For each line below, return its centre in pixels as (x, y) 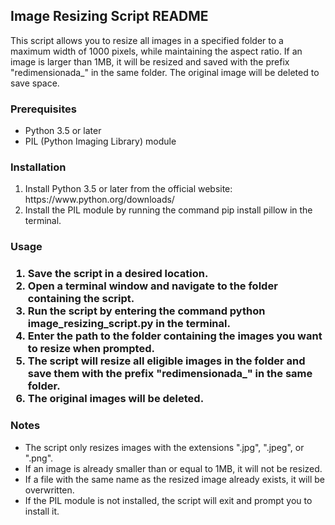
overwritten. (49, 490)
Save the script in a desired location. (118, 274)
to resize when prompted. (91, 349)
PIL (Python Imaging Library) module (100, 141)
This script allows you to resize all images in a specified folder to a (147, 40)
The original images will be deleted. (116, 399)
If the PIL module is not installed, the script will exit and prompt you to (168, 500)
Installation (38, 167)
